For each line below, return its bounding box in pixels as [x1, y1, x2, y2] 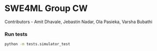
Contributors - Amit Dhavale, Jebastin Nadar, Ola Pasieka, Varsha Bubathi [4, 19, 153, 25]
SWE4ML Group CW [4, 3, 88, 14]
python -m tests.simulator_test [4, 42, 70, 47]
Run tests [4, 31, 28, 38]
